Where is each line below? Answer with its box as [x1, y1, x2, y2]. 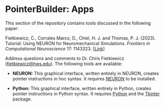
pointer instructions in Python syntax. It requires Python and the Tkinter [12, 90, 160, 96]
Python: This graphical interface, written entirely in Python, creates [12, 85, 151, 91]
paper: [5, 25, 19, 31]
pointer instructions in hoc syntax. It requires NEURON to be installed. [12, 75, 156, 81]
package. [12, 96, 32, 102]
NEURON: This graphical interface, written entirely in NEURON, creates [12, 70, 159, 76]
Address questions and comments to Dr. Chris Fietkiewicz [5, 55, 124, 61]
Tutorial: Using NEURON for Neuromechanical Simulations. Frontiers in [5, 40, 150, 46]
